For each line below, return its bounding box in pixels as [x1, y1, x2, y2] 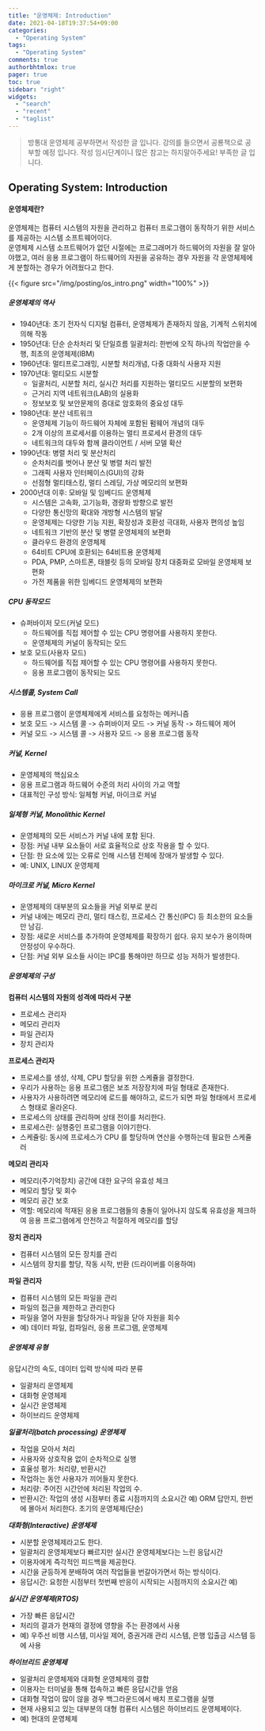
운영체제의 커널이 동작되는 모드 [31, 638, 127, 647]
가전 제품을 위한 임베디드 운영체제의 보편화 [31, 577, 164, 587]
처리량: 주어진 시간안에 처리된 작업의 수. [19, 1484, 142, 1494]
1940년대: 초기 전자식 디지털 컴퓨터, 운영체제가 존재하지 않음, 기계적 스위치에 [19, 319, 257, 329]
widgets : [8, 93, 37, 101]
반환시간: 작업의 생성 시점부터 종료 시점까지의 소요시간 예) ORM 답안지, [19, 1494, 239, 1503]
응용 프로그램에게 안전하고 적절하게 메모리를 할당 [28, 1215, 179, 1226]
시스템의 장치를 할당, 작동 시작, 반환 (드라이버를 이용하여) [19, 1259, 196, 1269]
